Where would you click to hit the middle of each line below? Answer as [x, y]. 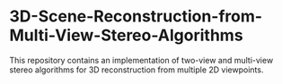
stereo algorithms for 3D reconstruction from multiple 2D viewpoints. [137, 70]
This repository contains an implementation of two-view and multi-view [141, 60]
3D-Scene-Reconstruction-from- [136, 17]
